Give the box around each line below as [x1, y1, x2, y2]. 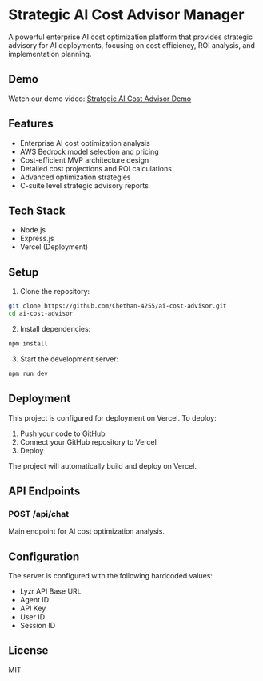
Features [8, 117, 54, 131]
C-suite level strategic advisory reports [19, 180, 149, 190]
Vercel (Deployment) [19, 242, 89, 252]
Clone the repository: [19, 287, 90, 296]
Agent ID [19, 595, 50, 604]
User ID [19, 612, 46, 622]
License [8, 643, 49, 658]
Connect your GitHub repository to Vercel [19, 437, 157, 446]
